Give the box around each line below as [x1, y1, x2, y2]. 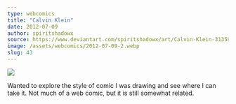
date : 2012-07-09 [7, 23, 58, 30]
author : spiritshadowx [7, 29, 74, 37]
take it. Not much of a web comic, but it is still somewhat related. [7, 89, 195, 97]
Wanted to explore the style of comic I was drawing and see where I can [7, 81, 216, 89]
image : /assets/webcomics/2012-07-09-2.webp [7, 43, 140, 50]
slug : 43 [7, 50, 33, 57]
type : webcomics [7, 10, 55, 17]
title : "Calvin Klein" [7, 17, 74, 24]
